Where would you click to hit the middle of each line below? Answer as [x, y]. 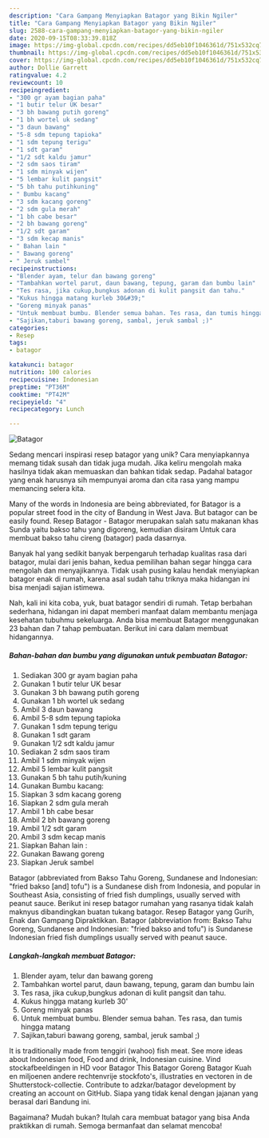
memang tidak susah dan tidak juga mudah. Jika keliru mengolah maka [125, 463]
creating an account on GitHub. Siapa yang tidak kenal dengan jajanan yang [134, 1093]
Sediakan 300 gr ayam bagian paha [79, 676]
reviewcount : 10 [36, 82]
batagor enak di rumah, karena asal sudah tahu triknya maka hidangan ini [130, 579]
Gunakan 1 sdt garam [55, 735]
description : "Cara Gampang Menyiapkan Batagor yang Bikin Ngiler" [124, 16]
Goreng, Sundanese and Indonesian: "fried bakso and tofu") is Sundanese [131, 929]
